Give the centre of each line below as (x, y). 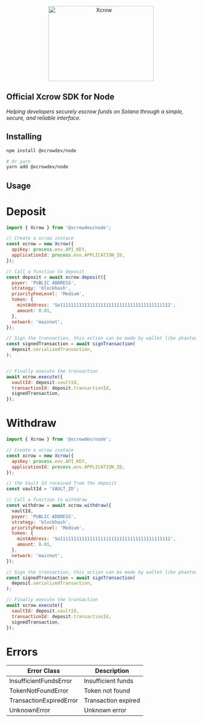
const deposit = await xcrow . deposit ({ (56, 277)
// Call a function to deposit (45, 271)
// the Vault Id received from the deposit (62, 483)
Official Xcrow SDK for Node (60, 97)
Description (112, 671)
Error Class (44, 671)
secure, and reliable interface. (44, 118)
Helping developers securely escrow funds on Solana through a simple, (95, 111)
